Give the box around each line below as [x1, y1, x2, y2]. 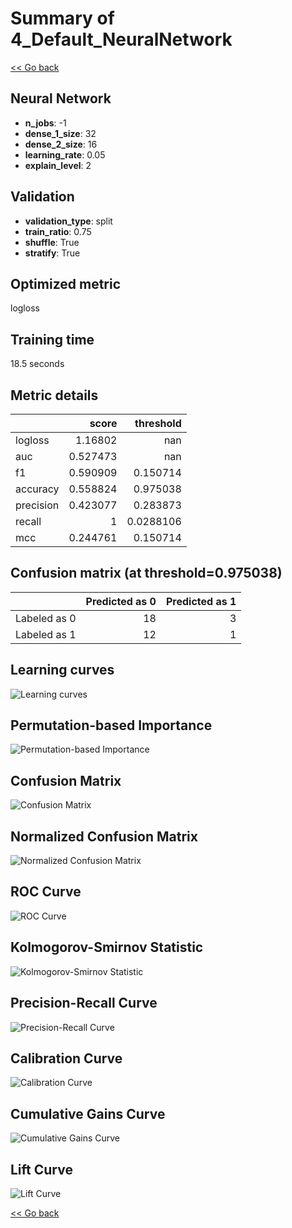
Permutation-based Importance [10, 717, 213, 734]
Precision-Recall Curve [10, 995, 158, 1012]
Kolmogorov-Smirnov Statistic [10, 939, 204, 956]
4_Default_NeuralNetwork [10, 28, 233, 51]
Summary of [10, 7, 115, 30]
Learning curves [10, 662, 115, 679]
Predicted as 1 [165, 594, 237, 608]
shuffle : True [24, 236, 80, 248]
